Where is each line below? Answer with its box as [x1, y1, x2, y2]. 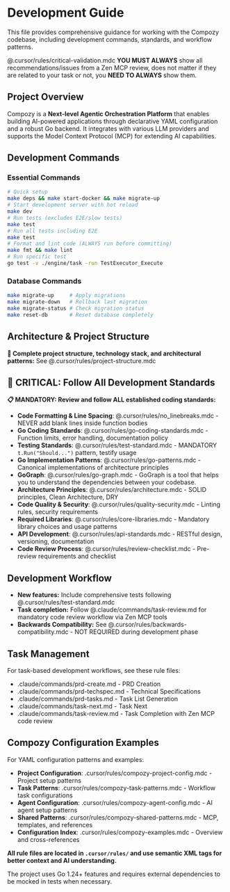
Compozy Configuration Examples [7, 737, 160, 749]
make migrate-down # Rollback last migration [7, 298, 148, 305]
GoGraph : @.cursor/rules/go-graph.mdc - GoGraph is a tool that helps [17, 471, 219, 479]
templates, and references [17, 820, 93, 829]
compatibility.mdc [17, 628, 69, 636]
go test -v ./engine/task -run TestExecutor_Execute [7, 260, 163, 267]
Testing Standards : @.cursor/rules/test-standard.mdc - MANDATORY [17, 441, 217, 449]
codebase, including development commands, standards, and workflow [7, 35, 213, 43]
